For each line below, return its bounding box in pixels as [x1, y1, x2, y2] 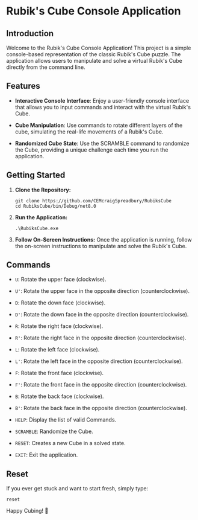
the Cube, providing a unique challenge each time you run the [14, 146, 169, 153]
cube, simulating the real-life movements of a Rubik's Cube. [14, 128, 164, 135]
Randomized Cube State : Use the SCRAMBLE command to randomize [14, 140, 190, 147]
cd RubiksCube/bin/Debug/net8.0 [14, 203, 96, 209]
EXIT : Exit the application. [14, 451, 78, 458]
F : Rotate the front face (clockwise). [14, 370, 104, 377]
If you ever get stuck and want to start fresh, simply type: [6, 485, 149, 492]
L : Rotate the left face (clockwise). [14, 346, 100, 353]
